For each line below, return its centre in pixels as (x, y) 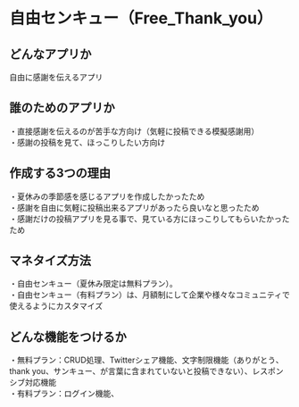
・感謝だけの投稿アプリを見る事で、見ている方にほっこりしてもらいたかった (149, 219)
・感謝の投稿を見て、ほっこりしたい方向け (87, 142)
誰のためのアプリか (62, 108)
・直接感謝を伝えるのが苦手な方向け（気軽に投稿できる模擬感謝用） (134, 131)
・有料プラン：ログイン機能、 (64, 394)
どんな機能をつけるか (68, 337)
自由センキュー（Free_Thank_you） (141, 18)
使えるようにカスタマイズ (56, 306)
